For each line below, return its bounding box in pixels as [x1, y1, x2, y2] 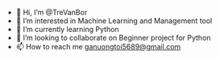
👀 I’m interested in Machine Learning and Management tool [15, 16, 213, 26]
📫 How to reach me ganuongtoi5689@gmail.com [15, 42, 181, 51]
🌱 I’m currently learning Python [15, 25, 119, 33]
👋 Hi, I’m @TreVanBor [15, 8, 88, 17]
